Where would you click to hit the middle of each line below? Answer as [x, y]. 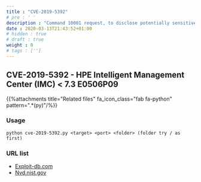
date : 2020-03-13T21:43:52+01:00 [49, 28]
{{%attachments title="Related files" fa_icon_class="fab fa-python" [89, 99]
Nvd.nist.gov [31, 173]
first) [14, 138]
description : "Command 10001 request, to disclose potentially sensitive [101, 23]
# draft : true [25, 40]
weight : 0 [20, 45]
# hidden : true [26, 34]
